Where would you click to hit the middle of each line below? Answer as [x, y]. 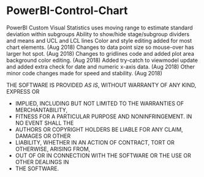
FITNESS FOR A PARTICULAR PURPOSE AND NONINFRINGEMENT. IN [104, 116]
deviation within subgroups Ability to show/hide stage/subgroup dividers [98, 34]
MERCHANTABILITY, [41, 110]
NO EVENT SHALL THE [44, 122]
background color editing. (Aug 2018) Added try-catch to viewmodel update [102, 60]
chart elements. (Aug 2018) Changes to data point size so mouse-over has [100, 47]
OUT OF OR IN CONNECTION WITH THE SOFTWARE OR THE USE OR [103, 155]
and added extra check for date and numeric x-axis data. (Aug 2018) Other [100, 66]
